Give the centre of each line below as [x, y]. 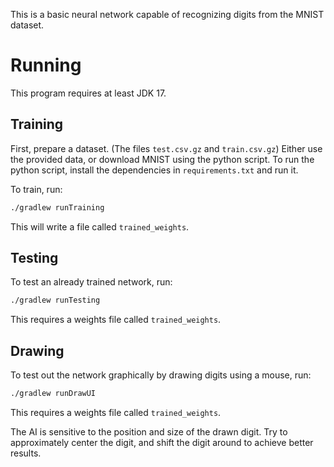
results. [26, 453]
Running [46, 65]
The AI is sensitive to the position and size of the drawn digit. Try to [149, 432]
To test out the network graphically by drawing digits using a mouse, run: [161, 375]
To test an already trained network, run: [91, 282]
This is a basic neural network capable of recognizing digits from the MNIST [167, 14]
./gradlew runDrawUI [53, 394]
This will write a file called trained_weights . [100, 226]
